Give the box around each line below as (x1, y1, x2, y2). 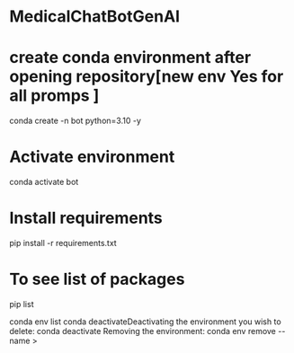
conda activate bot (9, 177, 79, 188)
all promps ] (9, 85, 100, 106)
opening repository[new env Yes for (9, 66, 284, 87)
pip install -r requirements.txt (9, 238, 117, 248)
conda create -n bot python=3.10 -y (9, 115, 141, 127)
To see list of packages (9, 269, 185, 289)
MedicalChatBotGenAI (9, 6, 181, 27)
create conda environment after (9, 48, 252, 68)
